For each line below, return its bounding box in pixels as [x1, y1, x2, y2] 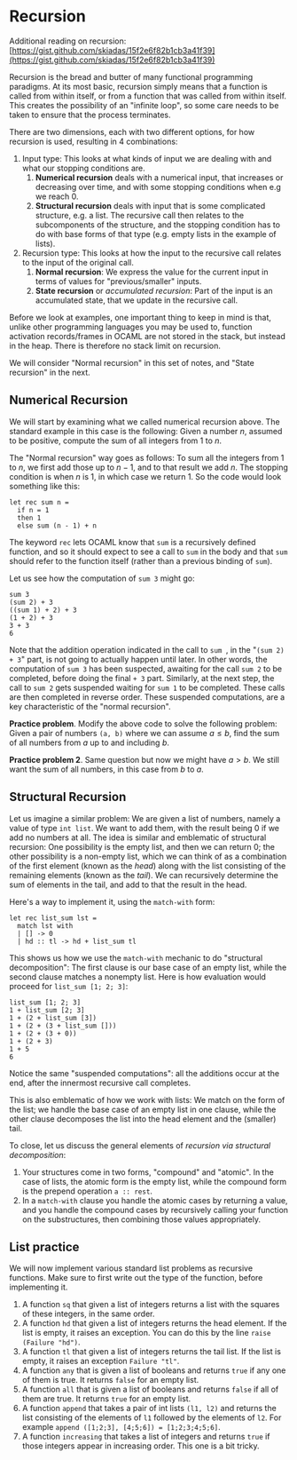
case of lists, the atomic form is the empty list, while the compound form [21, 1176, 287, 1186]
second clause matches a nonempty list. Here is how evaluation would [9, 971, 266, 982]
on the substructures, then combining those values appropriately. [21, 1214, 262, 1225]
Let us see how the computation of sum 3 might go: [9, 573, 195, 583]
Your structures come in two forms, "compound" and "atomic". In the [21, 1166, 275, 1178]
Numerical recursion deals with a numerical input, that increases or [35, 171, 284, 183]
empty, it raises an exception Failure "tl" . [21, 1356, 180, 1367]
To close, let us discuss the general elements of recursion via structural [9, 1139, 271, 1151]
